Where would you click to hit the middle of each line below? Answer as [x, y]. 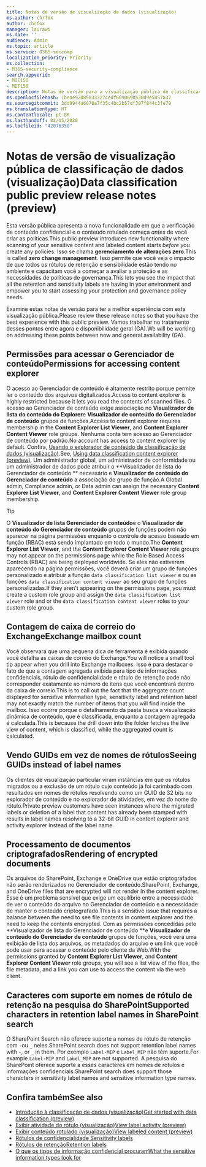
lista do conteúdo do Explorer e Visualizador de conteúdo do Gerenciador [101, 414]
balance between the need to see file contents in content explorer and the [100, 917]
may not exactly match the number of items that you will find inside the [96, 703]
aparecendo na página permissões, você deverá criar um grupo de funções [102, 568]
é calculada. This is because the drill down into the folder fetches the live [98, 723]
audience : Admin [27, 40]
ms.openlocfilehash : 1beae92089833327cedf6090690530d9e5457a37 [89, 98]
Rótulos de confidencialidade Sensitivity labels [74, 1138]
